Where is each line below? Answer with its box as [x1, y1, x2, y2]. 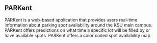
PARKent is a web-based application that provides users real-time [4, 17, 138, 22]
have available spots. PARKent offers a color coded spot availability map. [4, 32, 152, 38]
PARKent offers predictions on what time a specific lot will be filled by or [4, 27, 150, 33]
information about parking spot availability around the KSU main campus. [4, 22, 153, 28]
